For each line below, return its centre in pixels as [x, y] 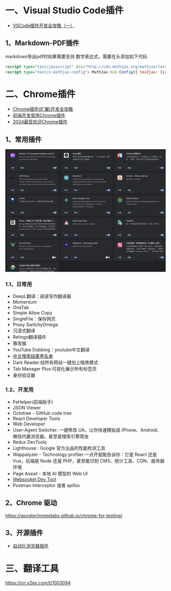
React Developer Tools [36, 418]
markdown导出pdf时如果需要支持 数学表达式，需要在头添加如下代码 [76, 56]
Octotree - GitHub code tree [42, 413]
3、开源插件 [24, 533]
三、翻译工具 [32, 568]
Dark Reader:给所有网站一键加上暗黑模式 [55, 363]
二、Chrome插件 [40, 94]
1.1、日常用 [19, 284]
